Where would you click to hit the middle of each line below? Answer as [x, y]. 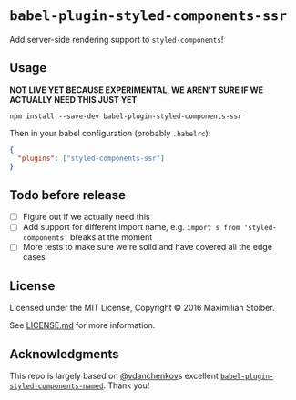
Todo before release [67, 195]
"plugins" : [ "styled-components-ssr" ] [92, 158]
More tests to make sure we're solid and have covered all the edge [148, 247]
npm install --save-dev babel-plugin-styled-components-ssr [126, 116]
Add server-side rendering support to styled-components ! [117, 39]
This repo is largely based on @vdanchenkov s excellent [114, 376]
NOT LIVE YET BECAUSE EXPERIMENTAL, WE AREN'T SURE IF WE [137, 90]
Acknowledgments [65, 354]
